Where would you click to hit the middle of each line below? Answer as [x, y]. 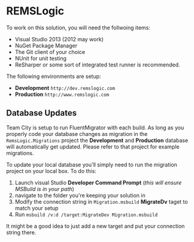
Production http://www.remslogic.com [62, 94]
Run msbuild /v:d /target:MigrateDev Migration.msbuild [86, 214]
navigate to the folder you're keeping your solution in [80, 195]
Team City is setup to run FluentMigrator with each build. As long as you [95, 128]
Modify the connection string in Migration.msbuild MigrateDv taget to [101, 201]
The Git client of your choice [50, 52]
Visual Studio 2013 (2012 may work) [59, 39]
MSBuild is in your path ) [45, 189]
